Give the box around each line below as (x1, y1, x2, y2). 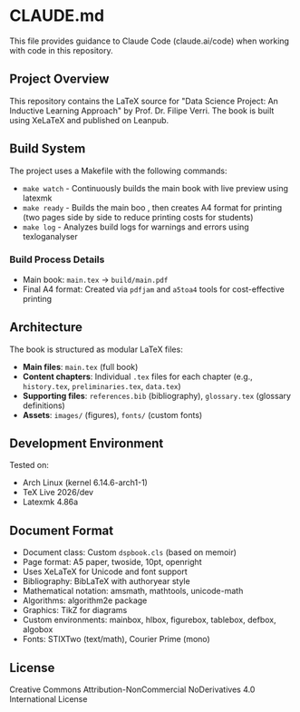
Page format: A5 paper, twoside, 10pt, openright (22, 557, 202, 568)
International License (9, 694, 88, 705)
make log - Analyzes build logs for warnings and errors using (22, 221, 249, 232)
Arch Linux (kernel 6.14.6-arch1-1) (22, 477, 148, 488)
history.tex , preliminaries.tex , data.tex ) (22, 380, 181, 391)
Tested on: (9, 460, 50, 471)
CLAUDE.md (9, 5, 105, 26)
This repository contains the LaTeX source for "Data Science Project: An (9, 95, 279, 106)
